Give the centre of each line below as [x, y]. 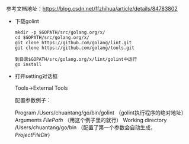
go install [28, 64]
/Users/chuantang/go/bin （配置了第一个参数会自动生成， [85, 127]
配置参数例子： [33, 100]
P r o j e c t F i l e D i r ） [34, 135]
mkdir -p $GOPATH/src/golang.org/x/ [60, 32]
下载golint [27, 21]
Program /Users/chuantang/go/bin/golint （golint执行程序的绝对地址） [100, 113]
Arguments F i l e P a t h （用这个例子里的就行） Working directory [91, 120]
